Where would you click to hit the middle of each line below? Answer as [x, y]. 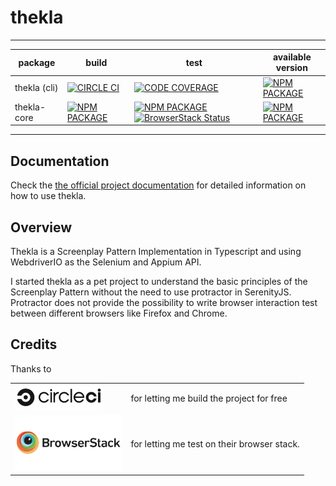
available [292, 57]
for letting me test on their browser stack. [215, 443]
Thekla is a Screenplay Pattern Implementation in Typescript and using [156, 252]
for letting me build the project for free [209, 398]
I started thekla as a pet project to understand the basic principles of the [159, 282]
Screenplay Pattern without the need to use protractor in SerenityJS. [151, 292]
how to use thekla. [48, 196]
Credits [34, 344]
